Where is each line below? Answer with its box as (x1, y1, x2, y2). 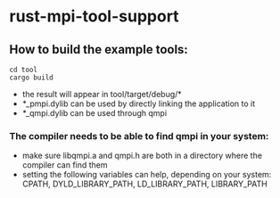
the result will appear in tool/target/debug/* (21, 89, 183, 99)
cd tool (9, 65, 38, 74)
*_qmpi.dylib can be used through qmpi (21, 108, 168, 118)
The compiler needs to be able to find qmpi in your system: (9, 129, 269, 142)
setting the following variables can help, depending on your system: (21, 169, 272, 180)
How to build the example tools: (9, 42, 189, 57)
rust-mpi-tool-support (9, 6, 180, 27)
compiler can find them (21, 160, 109, 170)
